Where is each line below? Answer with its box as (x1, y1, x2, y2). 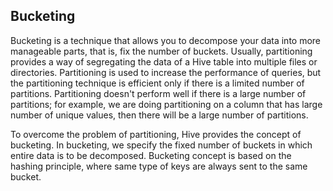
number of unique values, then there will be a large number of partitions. (10, 109, 309, 121)
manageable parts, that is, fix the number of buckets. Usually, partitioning (10, 45, 313, 57)
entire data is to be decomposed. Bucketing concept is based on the (10, 149, 292, 161)
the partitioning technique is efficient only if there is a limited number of (10, 77, 305, 89)
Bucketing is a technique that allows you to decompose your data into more (10, 34, 322, 46)
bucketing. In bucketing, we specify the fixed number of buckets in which (10, 139, 313, 151)
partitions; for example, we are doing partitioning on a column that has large (10, 98, 323, 110)
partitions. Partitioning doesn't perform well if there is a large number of (10, 87, 307, 99)
